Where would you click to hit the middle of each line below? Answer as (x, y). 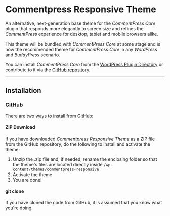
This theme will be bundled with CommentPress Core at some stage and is (83, 44)
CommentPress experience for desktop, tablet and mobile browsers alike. (82, 34)
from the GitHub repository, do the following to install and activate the (78, 144)
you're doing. (19, 208)
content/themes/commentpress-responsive (56, 169)
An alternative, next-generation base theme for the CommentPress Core (80, 23)
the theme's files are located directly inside (57, 164)
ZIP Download (20, 127)
